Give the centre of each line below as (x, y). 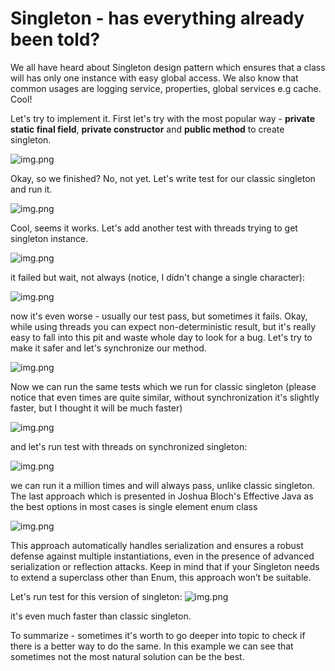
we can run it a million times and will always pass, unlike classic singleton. (162, 485)
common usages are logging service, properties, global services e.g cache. (166, 88)
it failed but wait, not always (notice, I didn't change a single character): (157, 277)
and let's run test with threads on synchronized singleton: (129, 446)
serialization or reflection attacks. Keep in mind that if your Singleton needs (165, 566)
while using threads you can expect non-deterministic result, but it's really (163, 326)
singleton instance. (49, 238)
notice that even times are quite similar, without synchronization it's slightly (165, 397)
